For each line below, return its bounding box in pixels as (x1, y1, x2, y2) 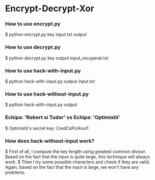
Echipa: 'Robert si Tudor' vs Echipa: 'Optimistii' (5, 114, 120, 121)
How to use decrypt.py (5, 44, 61, 51)
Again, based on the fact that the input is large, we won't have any (5, 164, 139, 170)
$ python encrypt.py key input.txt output (5, 31, 87, 37)
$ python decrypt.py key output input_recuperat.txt (5, 55, 109, 61)
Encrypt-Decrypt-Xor (5, 3, 95, 14)
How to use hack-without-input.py (5, 91, 89, 97)
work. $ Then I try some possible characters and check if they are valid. (5, 159, 151, 165)
